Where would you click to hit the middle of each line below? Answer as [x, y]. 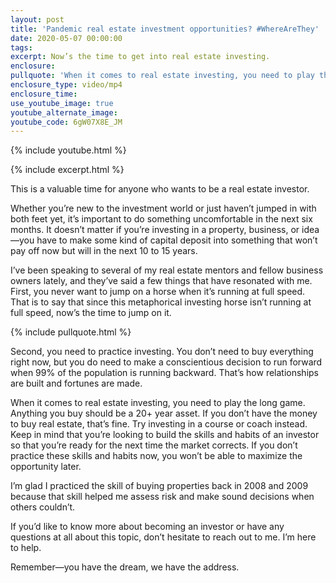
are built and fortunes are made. [76, 383]
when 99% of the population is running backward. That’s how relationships [165, 373]
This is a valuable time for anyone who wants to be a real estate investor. [160, 189]
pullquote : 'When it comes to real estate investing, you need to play [162, 76]
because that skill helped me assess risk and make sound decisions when [162, 497]
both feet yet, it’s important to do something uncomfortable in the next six [161, 219]
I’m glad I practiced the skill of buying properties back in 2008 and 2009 [159, 486]
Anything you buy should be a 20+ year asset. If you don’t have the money [164, 413]
